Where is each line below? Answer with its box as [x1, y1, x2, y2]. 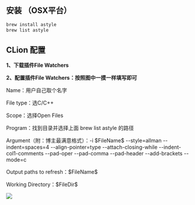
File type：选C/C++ [6, 99, 54, 106]
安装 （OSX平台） [6, 5, 72, 16]
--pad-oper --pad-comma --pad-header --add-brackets [45, 150, 183, 157]
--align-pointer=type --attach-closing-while [50, 144, 158, 151]
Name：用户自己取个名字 [6, 87, 67, 94]
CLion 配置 [6, 45, 46, 55]
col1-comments [6, 150, 44, 157]
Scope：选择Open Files [6, 112, 64, 119]
